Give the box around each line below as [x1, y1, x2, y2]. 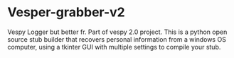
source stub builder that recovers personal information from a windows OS [7, 35, 226, 43]
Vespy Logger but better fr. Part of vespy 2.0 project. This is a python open [7, 28, 228, 36]
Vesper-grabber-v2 [7, 4, 126, 21]
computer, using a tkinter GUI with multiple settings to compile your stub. [7, 42, 221, 51]
